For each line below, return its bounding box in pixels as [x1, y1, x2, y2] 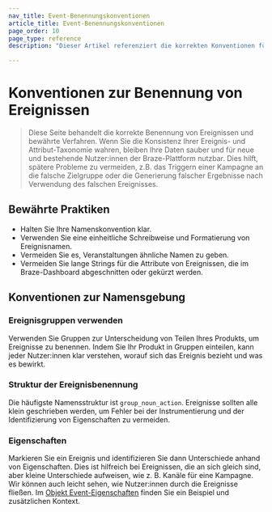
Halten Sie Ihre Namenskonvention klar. [19, 224, 152, 234]
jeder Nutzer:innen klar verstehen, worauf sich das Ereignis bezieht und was [8, 350, 263, 360]
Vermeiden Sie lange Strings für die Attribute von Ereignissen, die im [19, 258, 249, 268]
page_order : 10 [8, 27, 60, 35]
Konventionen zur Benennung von [8, 84, 243, 102]
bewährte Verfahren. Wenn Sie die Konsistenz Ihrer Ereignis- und [28, 137, 246, 146]
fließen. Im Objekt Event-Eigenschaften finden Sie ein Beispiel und [8, 488, 229, 497]
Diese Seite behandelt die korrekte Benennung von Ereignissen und [28, 128, 253, 138]
